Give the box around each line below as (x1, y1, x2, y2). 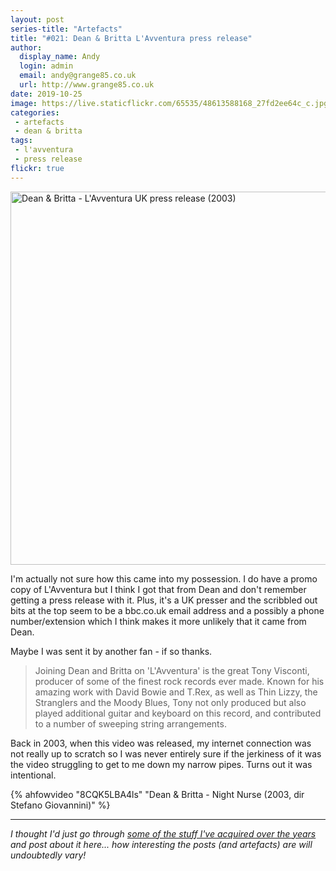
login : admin (19, 61, 74, 71)
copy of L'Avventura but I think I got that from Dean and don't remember (10, 583, 307, 595)
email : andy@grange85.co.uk (19, 71, 137, 81)
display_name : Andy (19, 52, 101, 62)
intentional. (10, 769, 57, 781)
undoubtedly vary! (10, 849, 87, 861)
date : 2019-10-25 (10, 89, 83, 99)
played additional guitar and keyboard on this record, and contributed (34, 707, 322, 719)
